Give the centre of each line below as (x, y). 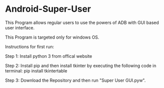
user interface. (20, 27)
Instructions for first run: (30, 46)
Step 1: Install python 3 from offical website (48, 56)
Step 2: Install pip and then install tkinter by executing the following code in (81, 66)
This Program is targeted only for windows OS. (52, 37)
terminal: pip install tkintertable (36, 71)
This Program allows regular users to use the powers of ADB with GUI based (82, 22)
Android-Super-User (48, 9)
